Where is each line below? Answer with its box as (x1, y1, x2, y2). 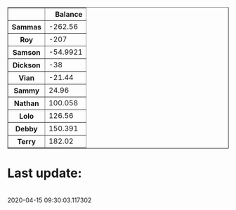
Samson (13, 48, 41, 57)
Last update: (7, 165, 82, 181)
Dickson (12, 60, 41, 70)
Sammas (11, 22, 42, 32)
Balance (55, 10, 83, 19)
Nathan (13, 98, 39, 108)
